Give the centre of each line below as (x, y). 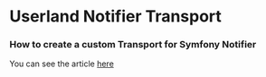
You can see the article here (62, 64)
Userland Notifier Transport (115, 17)
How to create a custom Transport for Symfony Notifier (133, 45)
